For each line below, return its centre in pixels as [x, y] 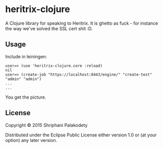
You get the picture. [26, 97]
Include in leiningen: [26, 56]
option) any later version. [31, 140]
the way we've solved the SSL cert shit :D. [49, 28]
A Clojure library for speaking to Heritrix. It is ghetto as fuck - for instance [82, 23]
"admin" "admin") [23, 79]
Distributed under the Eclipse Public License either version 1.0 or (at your [81, 135]
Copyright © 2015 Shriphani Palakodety [46, 125]
